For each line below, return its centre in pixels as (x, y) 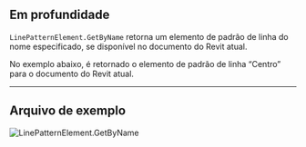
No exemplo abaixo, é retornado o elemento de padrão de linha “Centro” (145, 64)
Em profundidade (60, 15)
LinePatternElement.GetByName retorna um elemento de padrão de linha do (149, 36)
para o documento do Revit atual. (72, 73)
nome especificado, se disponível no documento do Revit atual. (128, 46)
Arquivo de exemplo (67, 111)
